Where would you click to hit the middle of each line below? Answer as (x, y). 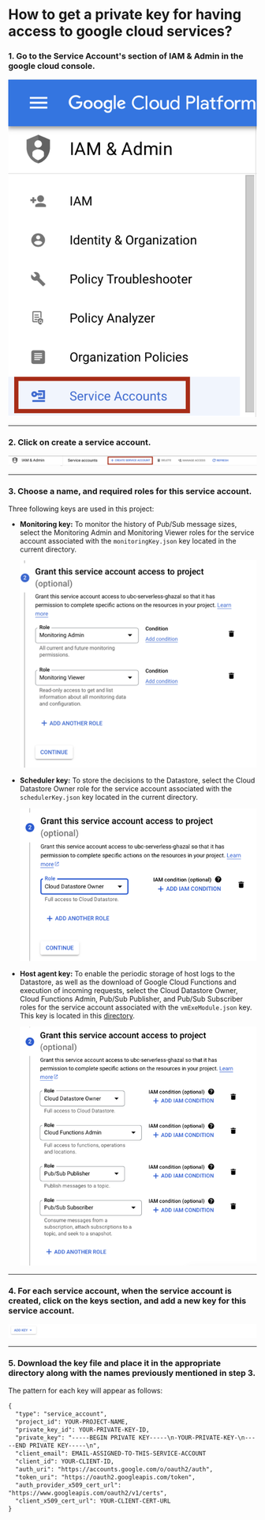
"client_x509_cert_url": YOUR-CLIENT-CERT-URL (93, 1501)
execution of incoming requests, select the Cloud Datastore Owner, (129, 991)
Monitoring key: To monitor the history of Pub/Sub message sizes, (128, 524)
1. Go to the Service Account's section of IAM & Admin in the (126, 56)
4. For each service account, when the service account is (120, 1291)
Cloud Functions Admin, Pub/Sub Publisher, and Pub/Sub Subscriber (131, 999)
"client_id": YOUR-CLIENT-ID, (65, 1461)
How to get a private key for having (125, 15)
